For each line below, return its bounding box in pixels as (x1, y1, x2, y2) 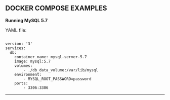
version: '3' (5, 41, 33, 46)
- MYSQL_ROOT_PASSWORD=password (23, 76, 92, 81)
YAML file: (5, 27, 27, 33)
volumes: (14, 63, 33, 68)
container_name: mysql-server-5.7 (14, 54, 87, 59)
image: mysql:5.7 (14, 59, 51, 64)
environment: (14, 72, 42, 77)
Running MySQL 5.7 (5, 17, 48, 23)
